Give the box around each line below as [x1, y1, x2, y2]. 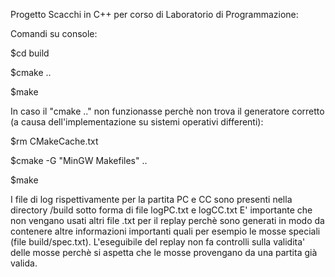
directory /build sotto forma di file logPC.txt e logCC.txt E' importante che [10, 204, 313, 216]
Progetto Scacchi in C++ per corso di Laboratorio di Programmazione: [10, 9, 299, 20]
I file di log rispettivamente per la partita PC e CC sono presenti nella [10, 194, 293, 205]
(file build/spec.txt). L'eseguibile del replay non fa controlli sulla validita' [10, 236, 306, 248]
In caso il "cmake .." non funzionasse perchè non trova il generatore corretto [10, 105, 325, 117]
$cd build [10, 47, 50, 59]
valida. [10, 257, 38, 269]
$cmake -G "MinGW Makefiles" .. [10, 155, 148, 166]
